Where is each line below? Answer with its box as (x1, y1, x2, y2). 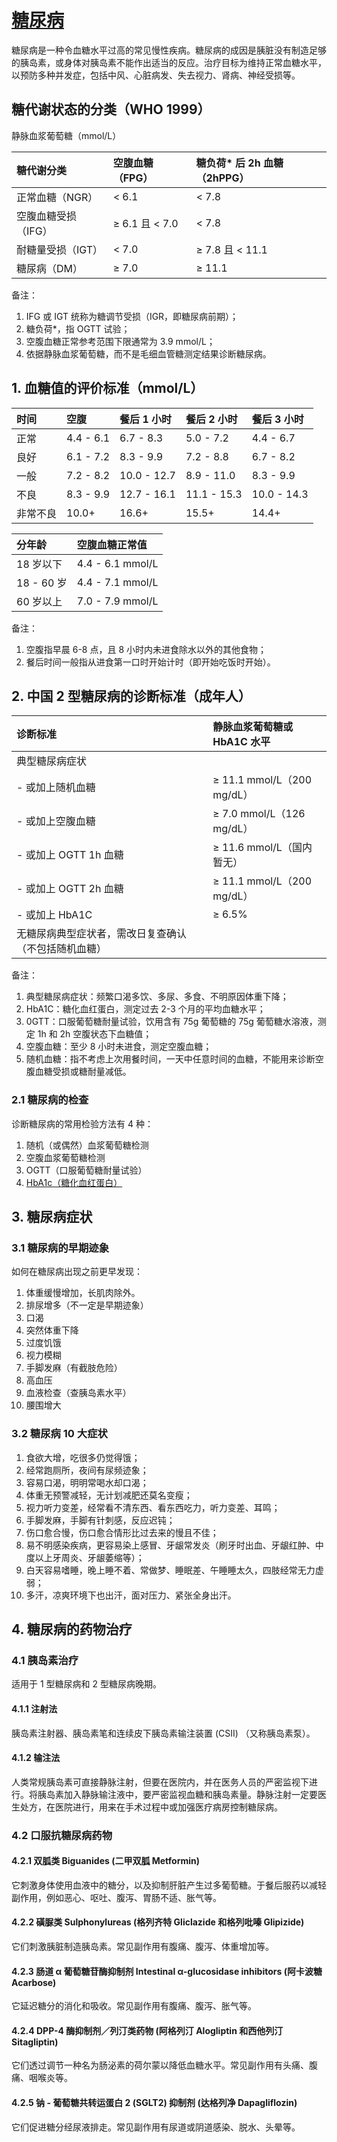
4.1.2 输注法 (11, 1752, 61, 1764)
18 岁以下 (16, 557, 63, 571)
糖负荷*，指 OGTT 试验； (25, 322, 131, 335)
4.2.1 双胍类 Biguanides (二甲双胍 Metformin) (11, 1855, 201, 1867)
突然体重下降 (25, 1324, 79, 1336)
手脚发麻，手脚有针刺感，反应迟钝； (25, 1514, 176, 1526)
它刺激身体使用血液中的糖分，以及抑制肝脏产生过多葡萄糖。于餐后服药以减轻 (11, 1879, 327, 1891)
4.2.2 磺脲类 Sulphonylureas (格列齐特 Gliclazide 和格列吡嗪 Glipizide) (11, 1916, 305, 1928)
